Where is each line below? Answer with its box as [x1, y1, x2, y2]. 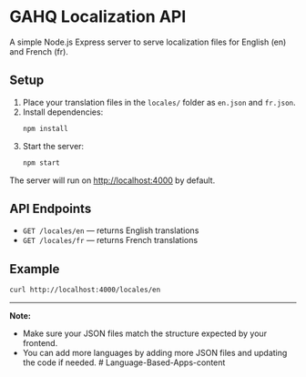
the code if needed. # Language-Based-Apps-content [22, 357, 226, 368]
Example [9, 261, 60, 277]
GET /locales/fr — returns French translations [22, 235, 199, 246]
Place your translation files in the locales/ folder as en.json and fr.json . [22, 97, 296, 107]
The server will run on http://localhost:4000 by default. [9, 175, 216, 186]
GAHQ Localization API [9, 6, 187, 27]
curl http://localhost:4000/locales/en [9, 285, 161, 295]
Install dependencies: [22, 107, 104, 117]
